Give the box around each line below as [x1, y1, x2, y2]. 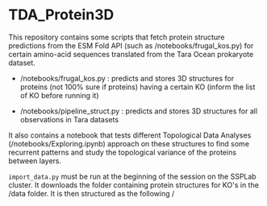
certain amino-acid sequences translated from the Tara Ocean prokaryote [8, 49, 254, 59]
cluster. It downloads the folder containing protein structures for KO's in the [8, 179, 260, 190]
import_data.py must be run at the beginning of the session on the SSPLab [8, 171, 257, 181]
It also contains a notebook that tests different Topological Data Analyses [8, 130, 252, 140]
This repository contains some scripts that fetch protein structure [8, 32, 225, 42]
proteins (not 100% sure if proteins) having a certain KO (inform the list [19, 82, 256, 92]
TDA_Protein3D [8, 6, 115, 24]
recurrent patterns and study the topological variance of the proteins [8, 147, 236, 157]
